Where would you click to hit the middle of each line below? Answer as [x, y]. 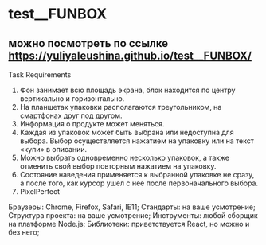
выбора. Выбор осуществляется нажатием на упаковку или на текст [137, 141]
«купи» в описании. [53, 149]
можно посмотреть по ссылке [88, 43]
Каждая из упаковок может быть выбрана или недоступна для [127, 132]
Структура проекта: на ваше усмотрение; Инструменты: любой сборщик [133, 215]
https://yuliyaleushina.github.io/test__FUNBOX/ [130, 55]
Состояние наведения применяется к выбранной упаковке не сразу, [137, 175]
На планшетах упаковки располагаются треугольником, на [121, 107]
